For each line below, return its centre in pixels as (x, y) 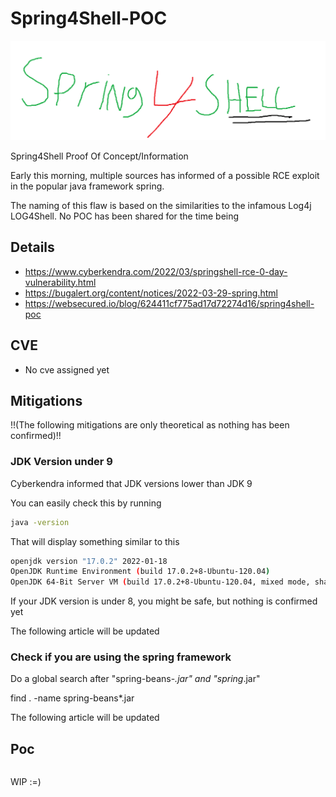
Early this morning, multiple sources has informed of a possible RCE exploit (165, 175)
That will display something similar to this (95, 541)
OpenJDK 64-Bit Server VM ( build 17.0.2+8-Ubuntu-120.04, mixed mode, (160, 582)
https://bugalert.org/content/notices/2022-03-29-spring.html (151, 293)
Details (32, 247)
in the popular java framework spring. (87, 186)
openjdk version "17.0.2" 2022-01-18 (89, 561)
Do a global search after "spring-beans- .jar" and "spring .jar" (135, 679)
